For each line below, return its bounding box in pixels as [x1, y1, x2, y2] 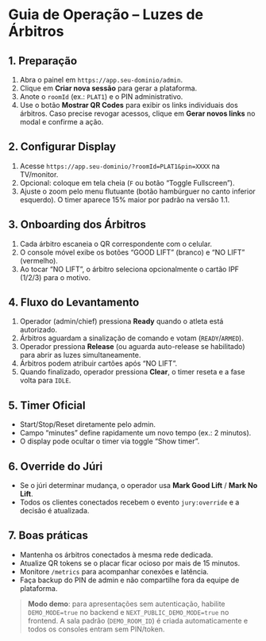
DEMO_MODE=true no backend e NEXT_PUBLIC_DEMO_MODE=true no [27, 607, 229, 616]
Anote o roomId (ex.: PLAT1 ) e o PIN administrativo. [19, 92, 183, 101]
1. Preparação [8, 54, 78, 67]
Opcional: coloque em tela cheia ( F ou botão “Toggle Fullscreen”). [19, 178, 235, 187]
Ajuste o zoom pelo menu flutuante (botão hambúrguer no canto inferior [19, 186, 256, 196]
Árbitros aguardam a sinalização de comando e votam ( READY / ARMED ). [19, 333, 244, 343]
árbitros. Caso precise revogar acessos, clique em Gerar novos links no [19, 109, 256, 118]
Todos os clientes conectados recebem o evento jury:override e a [19, 497, 240, 507]
